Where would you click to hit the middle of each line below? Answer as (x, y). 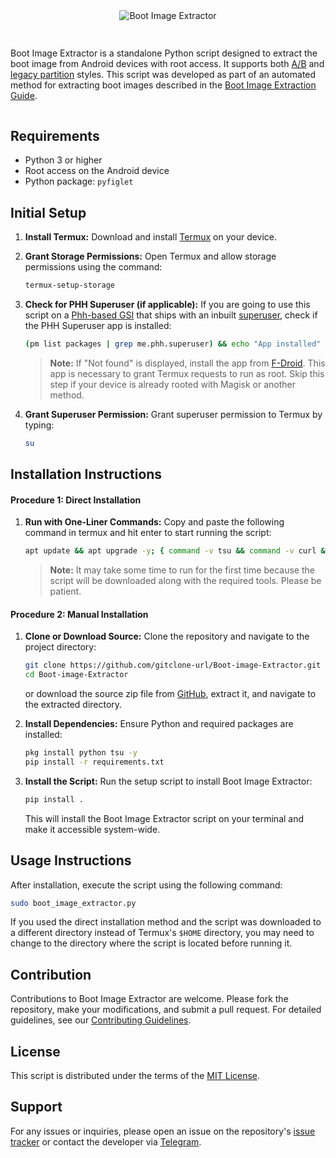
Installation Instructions (86, 474)
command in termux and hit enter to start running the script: (148, 533)
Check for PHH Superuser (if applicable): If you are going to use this (167, 304)
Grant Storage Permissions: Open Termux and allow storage (150, 256)
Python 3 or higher (63, 160)
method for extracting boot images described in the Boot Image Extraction (163, 85)
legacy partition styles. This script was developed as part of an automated (163, 75)
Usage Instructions (71, 860)
